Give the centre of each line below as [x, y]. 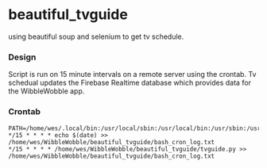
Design [22, 57]
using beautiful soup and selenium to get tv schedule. [96, 36]
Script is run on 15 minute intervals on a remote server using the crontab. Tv [132, 74]
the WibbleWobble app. [46, 91]
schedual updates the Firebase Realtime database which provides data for [130, 83]
